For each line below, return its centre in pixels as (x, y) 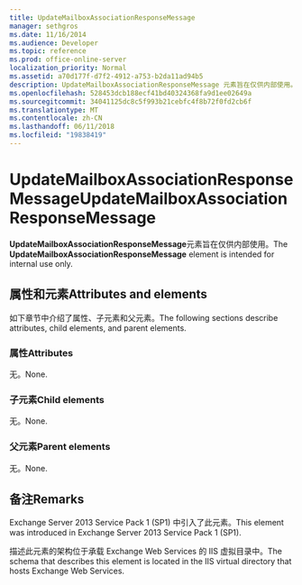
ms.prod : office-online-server (68, 59)
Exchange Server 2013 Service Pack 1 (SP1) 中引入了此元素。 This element (146, 523)
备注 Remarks (47, 499)
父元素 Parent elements (60, 447)
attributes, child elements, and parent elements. (98, 328)
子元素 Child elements (57, 399)
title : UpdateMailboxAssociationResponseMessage (102, 18)
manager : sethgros (44, 26)
